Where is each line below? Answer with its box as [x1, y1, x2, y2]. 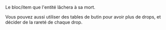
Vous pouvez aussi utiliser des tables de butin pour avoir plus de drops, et [5, 14, 161, 19]
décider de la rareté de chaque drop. [5, 19, 83, 25]
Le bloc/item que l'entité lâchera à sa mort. [5, 4, 96, 10]
